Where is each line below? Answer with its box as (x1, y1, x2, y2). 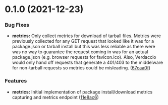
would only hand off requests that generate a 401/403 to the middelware (12, 59, 163, 66)
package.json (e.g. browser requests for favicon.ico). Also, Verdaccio (12, 54, 156, 60)
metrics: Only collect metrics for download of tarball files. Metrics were (12, 33, 161, 39)
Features (5, 77, 27, 84)
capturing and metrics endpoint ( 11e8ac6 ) (12, 94, 99, 100)
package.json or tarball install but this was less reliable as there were (12, 44, 155, 50)
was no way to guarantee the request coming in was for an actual (12, 49, 148, 55)
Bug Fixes (5, 22, 30, 29)
